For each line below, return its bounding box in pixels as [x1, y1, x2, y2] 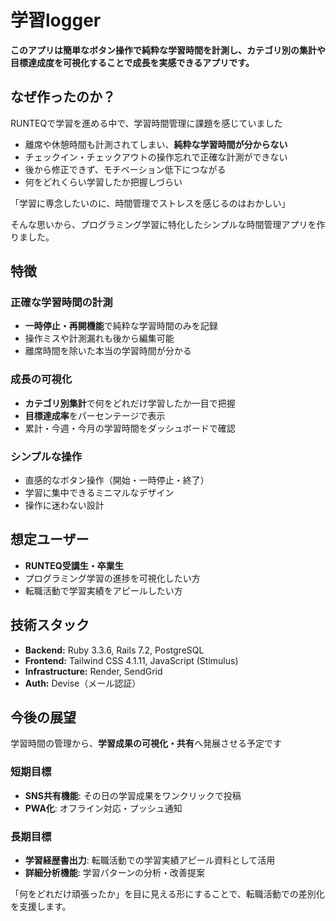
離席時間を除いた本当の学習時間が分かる [24, 345, 192, 357]
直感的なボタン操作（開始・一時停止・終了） [24, 474, 210, 486]
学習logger [10, 9, 102, 32]
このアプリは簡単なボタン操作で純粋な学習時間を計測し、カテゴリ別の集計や [10, 44, 326, 56]
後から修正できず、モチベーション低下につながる [24, 163, 227, 175]
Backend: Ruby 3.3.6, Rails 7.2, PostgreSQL [24, 644, 205, 656]
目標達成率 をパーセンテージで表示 [24, 409, 166, 421]
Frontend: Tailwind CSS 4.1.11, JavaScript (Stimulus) [24, 654, 239, 666]
